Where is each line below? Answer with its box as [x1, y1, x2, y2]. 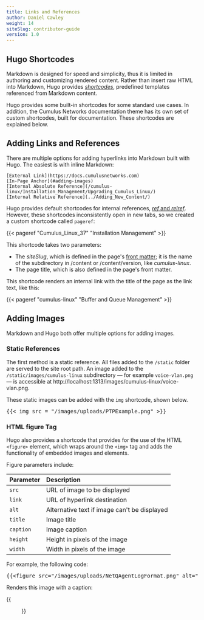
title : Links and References [6, 9, 80, 15]
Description [46, 475, 81, 484]
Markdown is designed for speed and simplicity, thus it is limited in [6, 70, 173, 77]
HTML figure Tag [6, 422, 57, 431]
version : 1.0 [6, 32, 39, 38]
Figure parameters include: [6, 461, 74, 469]
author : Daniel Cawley [6, 15, 64, 21]
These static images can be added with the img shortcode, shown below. [6, 396, 188, 403]
